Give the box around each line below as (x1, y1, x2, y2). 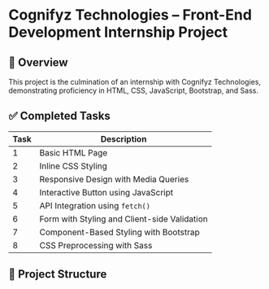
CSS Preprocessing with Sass (39, 239, 153, 251)
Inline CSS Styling (39, 160, 108, 172)
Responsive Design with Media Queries (39, 173, 189, 185)
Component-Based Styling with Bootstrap (39, 226, 201, 238)
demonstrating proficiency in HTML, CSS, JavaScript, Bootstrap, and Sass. (8, 85, 258, 95)
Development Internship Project (8, 23, 228, 42)
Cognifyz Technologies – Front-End (8, 6, 252, 24)
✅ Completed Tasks (8, 109, 111, 123)
